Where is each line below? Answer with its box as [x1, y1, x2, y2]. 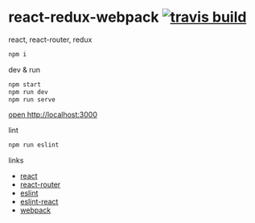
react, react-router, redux [8, 35, 93, 44]
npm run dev [8, 88, 48, 96]
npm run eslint [8, 141, 60, 149]
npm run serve [8, 95, 56, 104]
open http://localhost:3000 [8, 109, 98, 120]
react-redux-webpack [8, 8, 159, 27]
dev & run [8, 64, 41, 74]
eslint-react [19, 197, 59, 207]
